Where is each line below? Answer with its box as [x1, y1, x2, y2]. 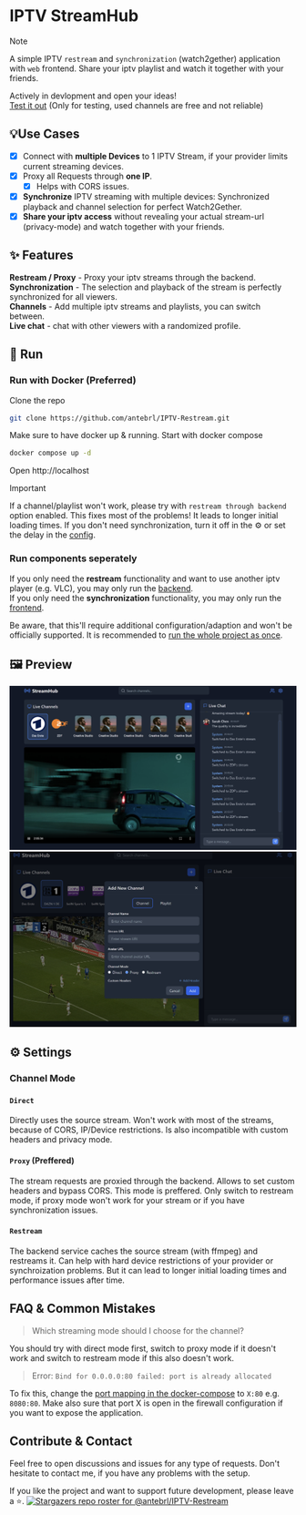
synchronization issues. [9, 1204, 98, 1215]
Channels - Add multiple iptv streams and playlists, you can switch [9, 301, 261, 312]
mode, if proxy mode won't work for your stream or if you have [9, 1194, 245, 1205]
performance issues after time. [9, 1274, 126, 1285]
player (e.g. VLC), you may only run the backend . [9, 582, 194, 593]
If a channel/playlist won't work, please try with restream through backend [9, 500, 287, 511]
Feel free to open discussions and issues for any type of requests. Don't [9, 1458, 280, 1469]
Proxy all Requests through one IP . [22, 170, 153, 181]
